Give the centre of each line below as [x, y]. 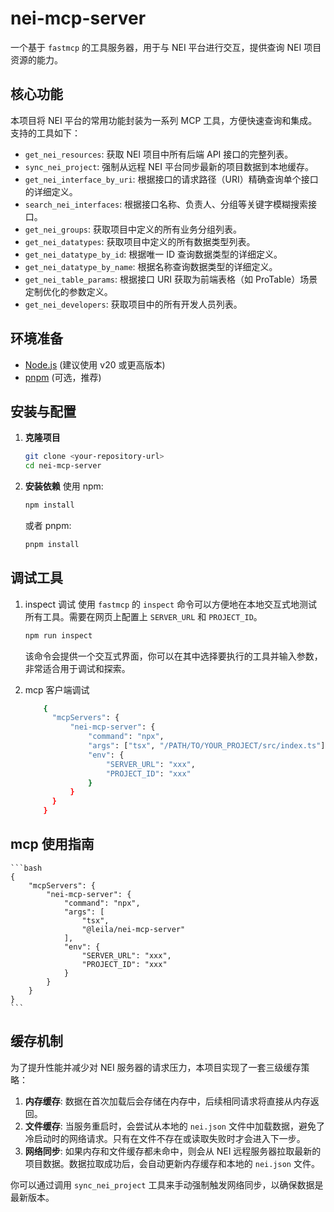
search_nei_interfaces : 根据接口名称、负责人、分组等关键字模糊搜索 [166, 204]
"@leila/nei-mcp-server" [133, 929]
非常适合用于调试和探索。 [77, 668]
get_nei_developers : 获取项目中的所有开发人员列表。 [133, 304]
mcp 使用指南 [52, 844]
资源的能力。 [36, 59]
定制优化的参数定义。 [68, 291]
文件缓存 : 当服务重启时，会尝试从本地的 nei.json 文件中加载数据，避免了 [174, 1126]
